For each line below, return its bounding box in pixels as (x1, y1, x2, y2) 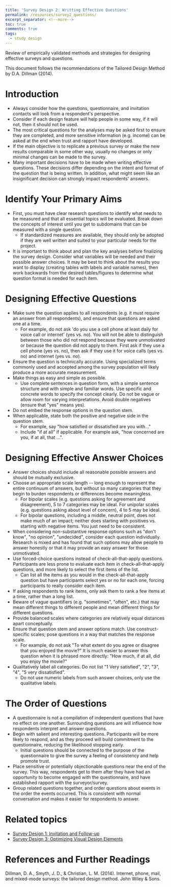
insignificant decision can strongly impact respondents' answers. (12, 175, 150, 181)
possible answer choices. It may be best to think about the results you (12, 259, 160, 265)
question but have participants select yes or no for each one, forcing (20, 577, 164, 583)
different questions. (12, 609, 54, 616)
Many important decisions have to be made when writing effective (12, 159, 152, 165)
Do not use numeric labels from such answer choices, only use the (20, 674, 160, 680)
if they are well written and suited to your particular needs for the (20, 237, 157, 243)
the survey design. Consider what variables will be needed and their (12, 253, 156, 260)
